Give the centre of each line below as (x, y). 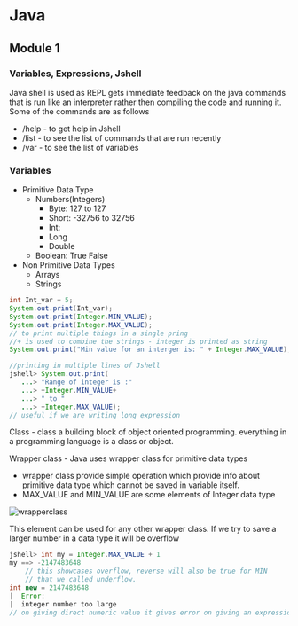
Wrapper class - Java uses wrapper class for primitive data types (129, 458)
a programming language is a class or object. (92, 442)
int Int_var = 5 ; (41, 301)
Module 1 (35, 48)
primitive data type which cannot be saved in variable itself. (130, 485)
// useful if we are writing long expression (94, 415)
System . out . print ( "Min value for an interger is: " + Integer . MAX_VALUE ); (150, 350)
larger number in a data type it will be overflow (94, 538)
